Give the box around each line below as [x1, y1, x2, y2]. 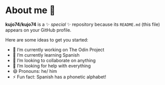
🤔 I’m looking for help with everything [12, 63, 91, 69]
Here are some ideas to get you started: [5, 36, 89, 42]
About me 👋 [5, 5, 56, 16]
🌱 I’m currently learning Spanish [12, 52, 80, 58]
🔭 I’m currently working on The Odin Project [12, 47, 105, 53]
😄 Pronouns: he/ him [12, 68, 57, 74]
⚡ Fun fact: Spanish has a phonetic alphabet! [12, 73, 107, 80]
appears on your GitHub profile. [5, 27, 72, 33]
